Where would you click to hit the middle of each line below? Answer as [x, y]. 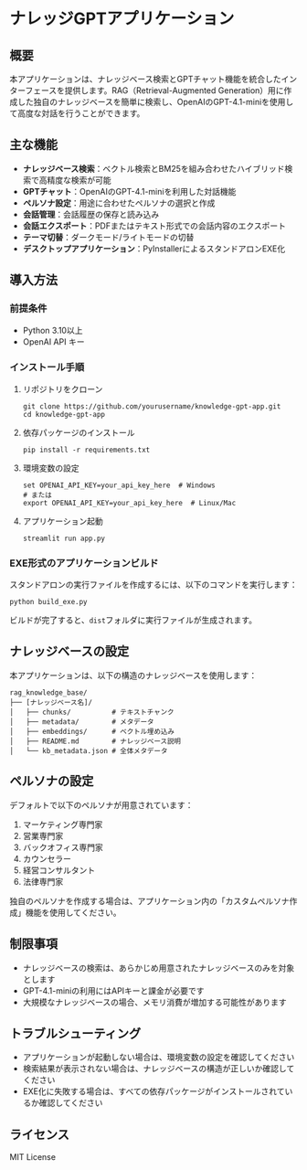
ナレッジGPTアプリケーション [122, 19]
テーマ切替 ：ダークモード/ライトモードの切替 [108, 237]
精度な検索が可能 [79, 180]
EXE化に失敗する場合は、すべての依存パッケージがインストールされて [153, 1091]
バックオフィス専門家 [63, 847]
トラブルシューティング [75, 1033]
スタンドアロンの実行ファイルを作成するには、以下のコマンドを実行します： [153, 585]
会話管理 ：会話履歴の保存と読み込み [91, 214]
